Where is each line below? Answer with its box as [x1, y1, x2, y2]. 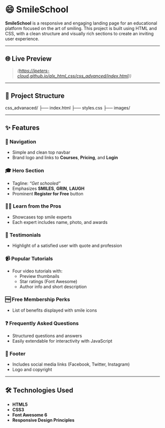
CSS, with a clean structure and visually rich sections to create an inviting [5, 30, 154, 36]
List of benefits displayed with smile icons [12, 307, 97, 313]
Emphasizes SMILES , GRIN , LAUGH [12, 186, 85, 191]
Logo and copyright [12, 367, 53, 373]
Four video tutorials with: [12, 268, 63, 274]
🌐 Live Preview [5, 54, 52, 63]
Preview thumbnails [19, 273, 60, 279]
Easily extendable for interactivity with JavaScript [12, 338, 112, 344]
